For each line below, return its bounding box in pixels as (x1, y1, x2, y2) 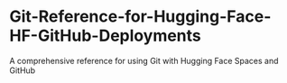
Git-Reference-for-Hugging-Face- (9, 6, 272, 27)
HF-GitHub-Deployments (9, 25, 201, 46)
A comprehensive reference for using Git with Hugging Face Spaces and (9, 55, 279, 66)
